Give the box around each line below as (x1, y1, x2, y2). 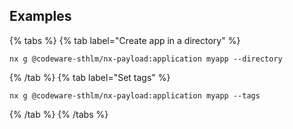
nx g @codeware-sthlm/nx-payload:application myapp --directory (9, 54, 283, 64)
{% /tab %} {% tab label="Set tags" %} (9, 71, 171, 83)
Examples (9, 8, 72, 25)
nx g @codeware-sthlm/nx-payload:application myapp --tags (9, 90, 261, 101)
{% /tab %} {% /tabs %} (9, 108, 109, 120)
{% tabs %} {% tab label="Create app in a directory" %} (9, 34, 241, 46)
